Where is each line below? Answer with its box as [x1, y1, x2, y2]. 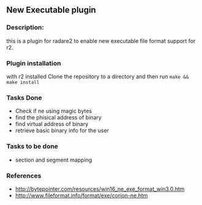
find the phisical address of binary [15, 114, 102, 121]
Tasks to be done [6, 142, 58, 151]
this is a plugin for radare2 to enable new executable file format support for [6, 37, 196, 45]
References [6, 171, 42, 180]
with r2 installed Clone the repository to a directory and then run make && [6, 73, 189, 80]
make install [6, 79, 40, 85]
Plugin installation [6, 59, 61, 67]
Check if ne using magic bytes [15, 107, 92, 115]
